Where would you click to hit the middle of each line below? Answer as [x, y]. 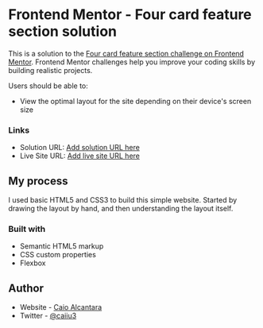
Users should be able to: [48, 86]
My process [38, 181]
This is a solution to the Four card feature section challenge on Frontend [126, 53]
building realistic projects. [50, 70]
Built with [27, 229]
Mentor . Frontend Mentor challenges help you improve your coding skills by [132, 62]
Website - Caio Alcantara [61, 307]
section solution [63, 31]
